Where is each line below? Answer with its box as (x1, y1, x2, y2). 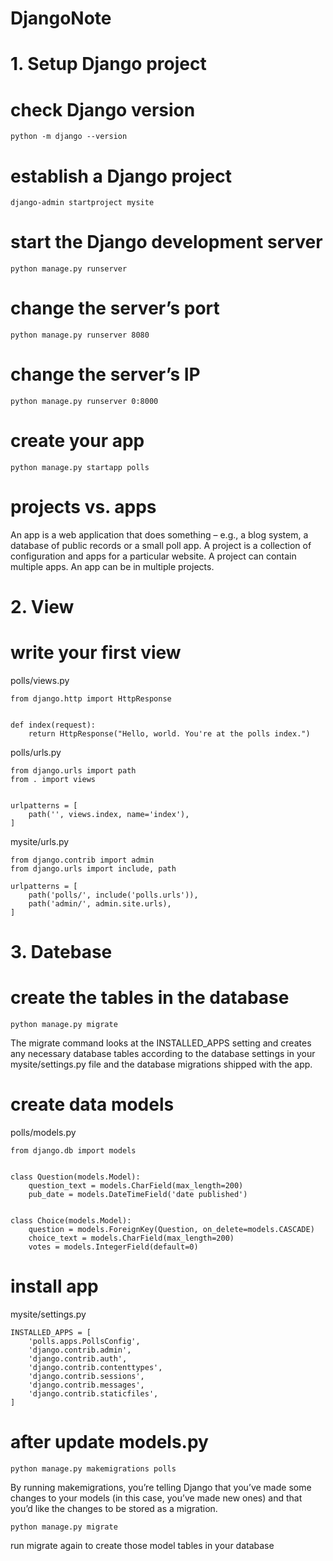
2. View (10, 596, 75, 619)
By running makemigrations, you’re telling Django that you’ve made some (10, 1482, 312, 1493)
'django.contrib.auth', (28, 1354, 128, 1364)
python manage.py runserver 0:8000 (10, 397, 159, 407)
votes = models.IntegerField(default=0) (28, 1242, 199, 1252)
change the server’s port (10, 297, 220, 320)
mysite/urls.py (10, 836, 70, 848)
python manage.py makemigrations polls (10, 1464, 177, 1474)
